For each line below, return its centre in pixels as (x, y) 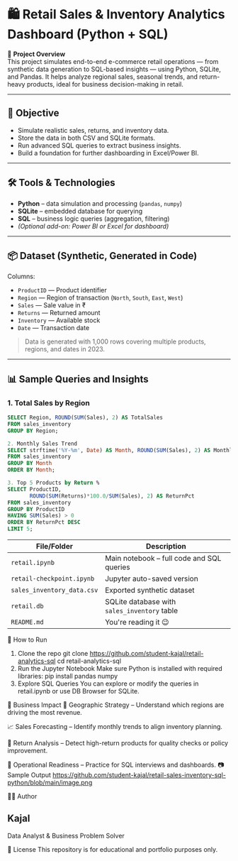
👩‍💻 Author (22, 796)
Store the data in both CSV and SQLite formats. (86, 138)
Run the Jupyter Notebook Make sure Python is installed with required (120, 669)
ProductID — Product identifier (62, 290)
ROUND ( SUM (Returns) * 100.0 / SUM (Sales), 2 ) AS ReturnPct (112, 496)
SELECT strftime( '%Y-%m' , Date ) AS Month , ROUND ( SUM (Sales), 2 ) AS (109, 450)
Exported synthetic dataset (150, 591)
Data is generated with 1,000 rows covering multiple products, (115, 341)
